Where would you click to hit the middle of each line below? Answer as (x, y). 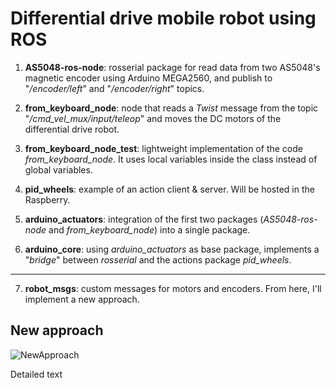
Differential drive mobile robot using (163, 18)
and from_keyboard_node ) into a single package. (149, 229)
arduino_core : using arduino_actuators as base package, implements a (172, 249)
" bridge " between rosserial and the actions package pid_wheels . (158, 259)
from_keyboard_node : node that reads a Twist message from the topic (171, 108)
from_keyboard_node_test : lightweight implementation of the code (163, 148)
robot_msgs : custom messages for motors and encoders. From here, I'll (173, 288)
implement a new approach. (82, 299)
